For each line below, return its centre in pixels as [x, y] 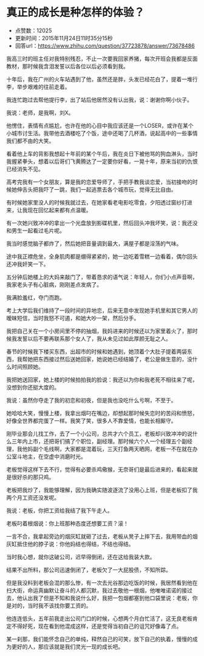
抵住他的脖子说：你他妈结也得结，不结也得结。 [75, 544]
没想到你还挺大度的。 [33, 387]
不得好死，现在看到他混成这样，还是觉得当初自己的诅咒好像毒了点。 [97, 626]
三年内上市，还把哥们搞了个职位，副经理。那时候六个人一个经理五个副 [99, 441]
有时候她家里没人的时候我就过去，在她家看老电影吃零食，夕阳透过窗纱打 [97, 202]
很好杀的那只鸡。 [33, 477]
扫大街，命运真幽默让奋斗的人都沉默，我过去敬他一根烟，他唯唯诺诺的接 [97, 590]
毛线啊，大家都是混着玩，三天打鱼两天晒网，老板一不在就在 [118, 448]
